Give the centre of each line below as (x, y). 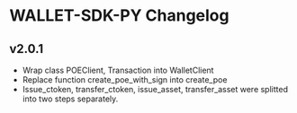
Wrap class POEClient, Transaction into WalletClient (118, 70)
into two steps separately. (70, 99)
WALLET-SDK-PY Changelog (119, 16)
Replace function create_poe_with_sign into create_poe (125, 80)
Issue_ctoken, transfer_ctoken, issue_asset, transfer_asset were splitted (155, 89)
